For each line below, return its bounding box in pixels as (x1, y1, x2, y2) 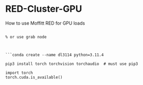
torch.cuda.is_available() (5, 75, 63, 80)
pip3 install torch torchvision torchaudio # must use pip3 (5, 61, 138, 67)
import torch (5, 70, 33, 75)
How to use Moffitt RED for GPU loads (5, 20, 85, 26)
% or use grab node (5, 34, 47, 39)
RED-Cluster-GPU (5, 3, 82, 15)
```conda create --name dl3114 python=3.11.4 (5, 52, 104, 57)
